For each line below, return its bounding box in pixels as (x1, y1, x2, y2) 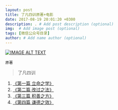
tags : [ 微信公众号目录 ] (5, 31, 50, 36)
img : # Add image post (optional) (5, 26, 80, 31)
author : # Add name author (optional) (5, 36, 87, 41)
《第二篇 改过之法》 (12, 86, 54, 92)
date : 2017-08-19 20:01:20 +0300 (5, 17, 76, 22)
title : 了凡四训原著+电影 (5, 12, 54, 17)
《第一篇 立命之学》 (12, 80, 54, 86)
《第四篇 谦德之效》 (12, 99, 54, 105)
